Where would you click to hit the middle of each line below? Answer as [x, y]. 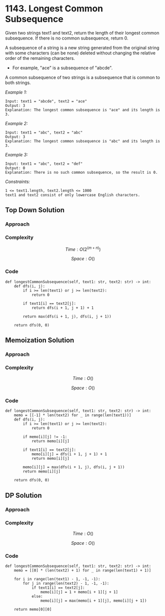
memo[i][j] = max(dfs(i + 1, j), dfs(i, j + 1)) [74, 467]
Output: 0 [15, 168]
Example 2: [17, 123]
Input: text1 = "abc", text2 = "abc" [44, 132]
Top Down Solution [35, 210]
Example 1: [16, 92]
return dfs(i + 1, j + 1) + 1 [62, 308]
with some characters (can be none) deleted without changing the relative [80, 53]
